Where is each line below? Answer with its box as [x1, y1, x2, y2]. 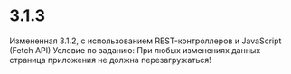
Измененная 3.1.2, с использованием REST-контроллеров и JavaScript [9, 35, 282, 46]
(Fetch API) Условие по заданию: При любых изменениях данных [9, 44, 261, 55]
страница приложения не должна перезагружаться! [9, 54, 212, 65]
